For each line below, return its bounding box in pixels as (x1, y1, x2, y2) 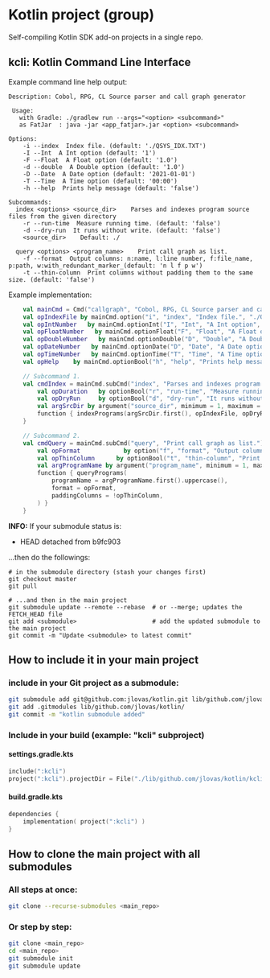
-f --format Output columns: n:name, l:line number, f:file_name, (22, 254, 253, 262)
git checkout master (8, 575, 78, 583)
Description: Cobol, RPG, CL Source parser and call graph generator (8, 93, 247, 101)
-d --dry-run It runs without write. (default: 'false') (22, 226, 221, 234)
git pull (8, 582, 38, 590)
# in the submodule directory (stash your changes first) (8, 567, 207, 576)
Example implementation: (8, 290, 92, 299)
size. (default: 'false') (8, 275, 95, 283)
